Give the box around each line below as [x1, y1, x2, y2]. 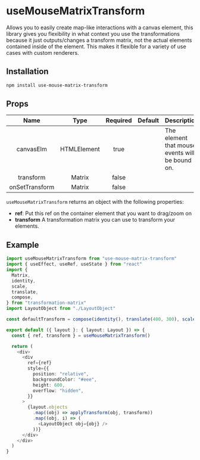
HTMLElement [60, 145, 100, 153]
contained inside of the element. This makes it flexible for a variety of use [6, 43, 186, 50]
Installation [6, 67, 49, 77]
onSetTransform [9, 183, 55, 191]
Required [105, 116, 132, 125]
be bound [164, 156, 192, 164]
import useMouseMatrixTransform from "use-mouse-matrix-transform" [6, 256, 177, 262]
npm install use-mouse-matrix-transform [6, 82, 108, 88]
